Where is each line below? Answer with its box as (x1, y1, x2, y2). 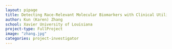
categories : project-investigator (5, 36, 79, 41)
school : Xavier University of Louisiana (5, 21, 93, 27)
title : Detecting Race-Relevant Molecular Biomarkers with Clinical (5, 12, 155, 17)
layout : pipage (5, 7, 38, 13)
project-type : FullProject (5, 27, 63, 32)
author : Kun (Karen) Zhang (5, 17, 63, 22)
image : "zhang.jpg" (5, 31, 47, 36)
